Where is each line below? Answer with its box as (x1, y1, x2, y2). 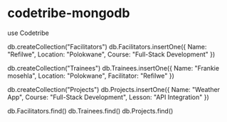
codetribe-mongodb (7, 5, 130, 21)
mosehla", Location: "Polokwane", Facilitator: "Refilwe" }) (7, 71, 174, 80)
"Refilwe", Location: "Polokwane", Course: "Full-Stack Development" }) (7, 50, 216, 59)
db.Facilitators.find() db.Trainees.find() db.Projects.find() (7, 106, 174, 115)
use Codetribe (7, 29, 50, 37)
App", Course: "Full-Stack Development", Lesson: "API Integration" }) (7, 93, 210, 101)
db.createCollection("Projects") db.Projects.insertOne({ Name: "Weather (7, 85, 221, 93)
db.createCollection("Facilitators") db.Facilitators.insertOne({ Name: (7, 42, 207, 51)
